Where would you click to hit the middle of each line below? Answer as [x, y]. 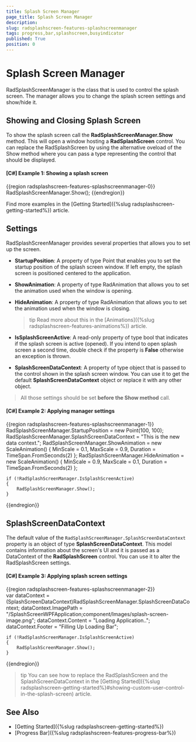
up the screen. [23, 249]
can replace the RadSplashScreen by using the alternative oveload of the [94, 147]
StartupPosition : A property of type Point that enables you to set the [97, 260]
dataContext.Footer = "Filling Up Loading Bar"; [62, 626]
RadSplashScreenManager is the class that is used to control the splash [92, 89]
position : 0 [20, 45]
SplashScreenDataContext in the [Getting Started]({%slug [90, 681]
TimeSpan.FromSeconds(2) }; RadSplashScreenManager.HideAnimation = [95, 455]
